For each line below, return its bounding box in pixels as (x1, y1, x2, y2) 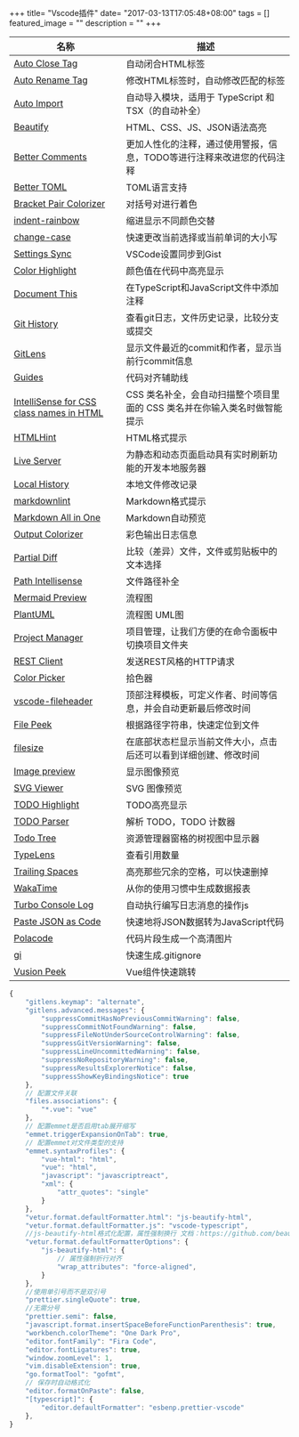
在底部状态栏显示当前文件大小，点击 (125, 735, 278, 748)
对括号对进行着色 (125, 199, 198, 210)
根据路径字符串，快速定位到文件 (125, 719, 260, 731)
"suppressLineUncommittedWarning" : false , (41, 1047, 201, 1057)
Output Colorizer (13, 528, 84, 540)
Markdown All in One (13, 511, 101, 524)
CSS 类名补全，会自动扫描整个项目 (125, 388, 271, 401)
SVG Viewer (13, 782, 64, 794)
